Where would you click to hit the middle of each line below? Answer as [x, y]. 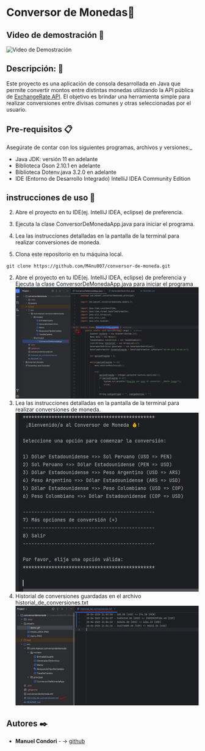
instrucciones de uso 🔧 [51, 198]
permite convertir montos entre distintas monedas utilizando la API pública [100, 90]
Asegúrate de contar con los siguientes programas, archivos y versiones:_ [99, 147]
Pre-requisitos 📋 [40, 130]
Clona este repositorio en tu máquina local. [69, 254]
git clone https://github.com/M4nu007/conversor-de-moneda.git [88, 266]
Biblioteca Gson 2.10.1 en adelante [58, 165]
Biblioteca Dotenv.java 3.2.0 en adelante [66, 172]
